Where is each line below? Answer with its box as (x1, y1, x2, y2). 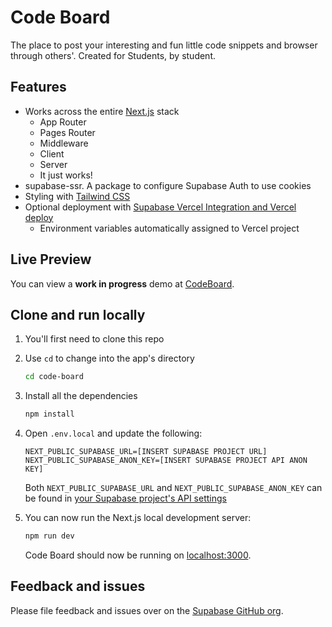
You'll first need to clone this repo (24, 333, 165, 345)
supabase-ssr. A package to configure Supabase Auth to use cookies (24, 179, 312, 191)
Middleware (39, 137, 89, 149)
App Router (39, 116, 87, 128)
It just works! (39, 169, 93, 181)
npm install (24, 409, 75, 420)
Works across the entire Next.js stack (24, 105, 180, 117)
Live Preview (10, 251, 92, 268)
